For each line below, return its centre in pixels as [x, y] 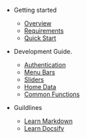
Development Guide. [43, 52]
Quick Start [40, 38]
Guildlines [28, 108]
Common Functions [52, 94]
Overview [38, 23]
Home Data [40, 87]
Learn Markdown [48, 121]
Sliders [34, 80]
